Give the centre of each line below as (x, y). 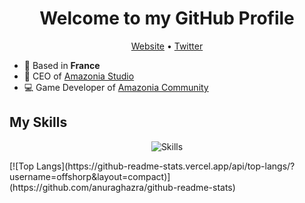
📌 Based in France (62, 65)
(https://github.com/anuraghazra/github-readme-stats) (122, 187)
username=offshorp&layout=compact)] (90, 176)
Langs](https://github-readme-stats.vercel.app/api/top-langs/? (166, 166)
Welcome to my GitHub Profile (167, 18)
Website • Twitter (167, 46)
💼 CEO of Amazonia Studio (79, 76)
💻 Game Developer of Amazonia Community (116, 87)
